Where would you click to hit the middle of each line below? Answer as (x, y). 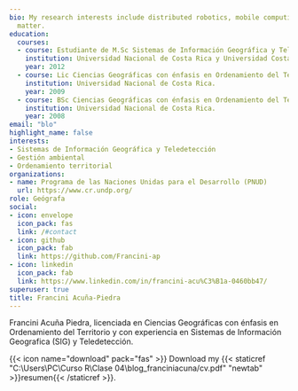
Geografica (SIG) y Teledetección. (71, 341)
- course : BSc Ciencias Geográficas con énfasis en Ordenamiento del (148, 100)
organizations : (37, 174)
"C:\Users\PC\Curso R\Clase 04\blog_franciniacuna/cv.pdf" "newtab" (136, 368)
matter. (31, 26)
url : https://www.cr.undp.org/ (75, 191)
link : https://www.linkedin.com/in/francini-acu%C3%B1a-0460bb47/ (142, 281)
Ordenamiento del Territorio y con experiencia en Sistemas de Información (145, 332)
